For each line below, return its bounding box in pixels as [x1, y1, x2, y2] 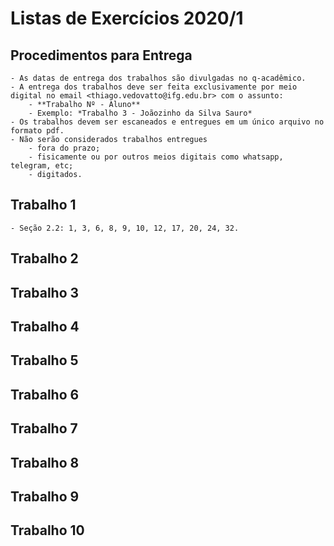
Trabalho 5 [10, 352, 79, 369]
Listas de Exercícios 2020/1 [10, 7, 244, 30]
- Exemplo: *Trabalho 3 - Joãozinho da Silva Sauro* [28, 108, 253, 118]
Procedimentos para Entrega [10, 47, 193, 64]
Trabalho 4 [10, 318, 80, 335]
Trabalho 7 [10, 420, 78, 437]
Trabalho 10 [10, 522, 85, 539]
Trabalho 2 [10, 250, 79, 267]
